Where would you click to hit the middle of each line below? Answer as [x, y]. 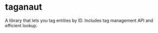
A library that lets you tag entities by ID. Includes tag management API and [79, 20]
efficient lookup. [21, 25]
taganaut [24, 7]
